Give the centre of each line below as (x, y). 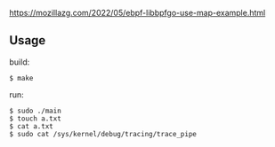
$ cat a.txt (31, 126)
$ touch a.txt (36, 119)
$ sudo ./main (36, 111)
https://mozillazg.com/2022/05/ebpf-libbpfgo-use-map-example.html (137, 13)
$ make (21, 78)
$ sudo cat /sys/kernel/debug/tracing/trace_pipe (103, 134)
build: (20, 62)
